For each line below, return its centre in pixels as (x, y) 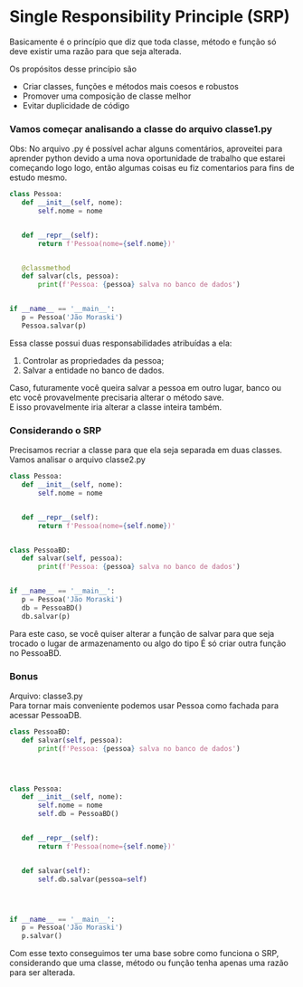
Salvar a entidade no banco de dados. (93, 370)
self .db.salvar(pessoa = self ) (92, 879)
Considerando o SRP (56, 430)
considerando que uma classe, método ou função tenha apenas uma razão (149, 963)
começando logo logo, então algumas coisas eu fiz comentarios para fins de (152, 168)
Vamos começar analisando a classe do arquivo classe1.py (141, 128)
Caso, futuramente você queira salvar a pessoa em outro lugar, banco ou (146, 387)
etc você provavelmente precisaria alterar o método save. (117, 397)
